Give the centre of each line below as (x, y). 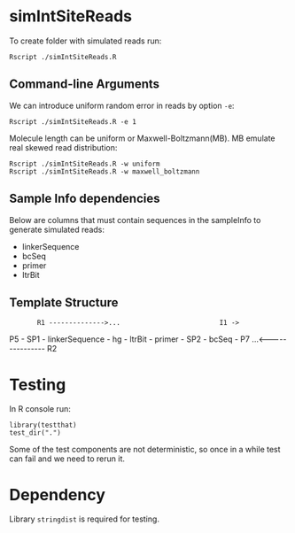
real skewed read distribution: (63, 147)
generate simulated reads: (57, 229)
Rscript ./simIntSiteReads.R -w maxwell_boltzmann (105, 171)
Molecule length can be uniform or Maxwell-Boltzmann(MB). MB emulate (143, 138)
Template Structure (64, 302)
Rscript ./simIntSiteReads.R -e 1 (73, 121)
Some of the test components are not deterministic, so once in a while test (145, 450)
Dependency (58, 494)
